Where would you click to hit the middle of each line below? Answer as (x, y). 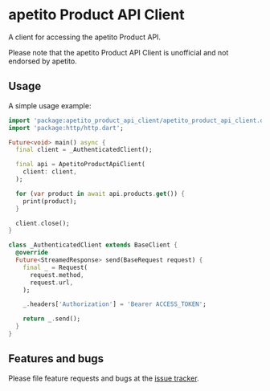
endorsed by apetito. (43, 61)
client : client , (50, 172)
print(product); (50, 201)
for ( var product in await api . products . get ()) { (100, 193)
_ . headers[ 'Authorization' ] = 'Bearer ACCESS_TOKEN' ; (115, 304)
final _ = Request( (55, 267)
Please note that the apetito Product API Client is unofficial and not (119, 52)
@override (32, 253)
